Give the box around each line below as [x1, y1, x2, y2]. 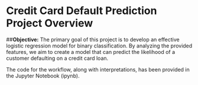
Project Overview [6, 16, 93, 30]
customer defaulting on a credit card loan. [6, 55, 109, 62]
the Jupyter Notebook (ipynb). [6, 72, 80, 79]
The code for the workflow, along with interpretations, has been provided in [6, 66, 190, 73]
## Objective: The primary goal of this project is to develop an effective [6, 36, 180, 43]
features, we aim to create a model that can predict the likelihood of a [6, 48, 176, 55]
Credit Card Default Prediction [6, 4, 157, 18]
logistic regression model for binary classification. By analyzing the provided [6, 42, 193, 49]
